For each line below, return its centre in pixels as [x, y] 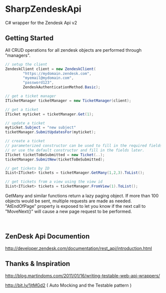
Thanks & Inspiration [38, 264]
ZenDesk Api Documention [47, 237]
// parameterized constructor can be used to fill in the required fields [84, 146]
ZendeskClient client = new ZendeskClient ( [51, 69]
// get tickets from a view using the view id [54, 182]
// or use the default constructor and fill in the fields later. [75, 150]
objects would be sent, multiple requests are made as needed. [68, 201]
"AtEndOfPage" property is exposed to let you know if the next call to [75, 206]
